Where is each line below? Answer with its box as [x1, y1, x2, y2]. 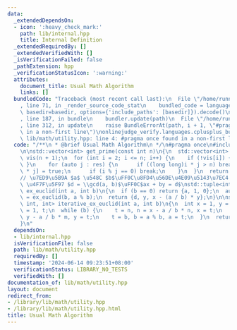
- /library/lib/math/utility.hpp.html [7, 305, 121, 312]
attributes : [13, 75, 49, 83]
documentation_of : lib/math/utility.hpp [7, 279, 128, 286]
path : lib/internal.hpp [20, 30, 90, 37]
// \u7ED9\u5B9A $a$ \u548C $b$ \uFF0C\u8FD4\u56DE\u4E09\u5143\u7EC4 [20, 174, 229, 181]
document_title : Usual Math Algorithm [20, 82, 134, 90]
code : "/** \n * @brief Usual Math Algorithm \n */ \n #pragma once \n [13, 142, 213, 149]
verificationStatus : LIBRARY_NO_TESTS [13, 266, 128, 273]
